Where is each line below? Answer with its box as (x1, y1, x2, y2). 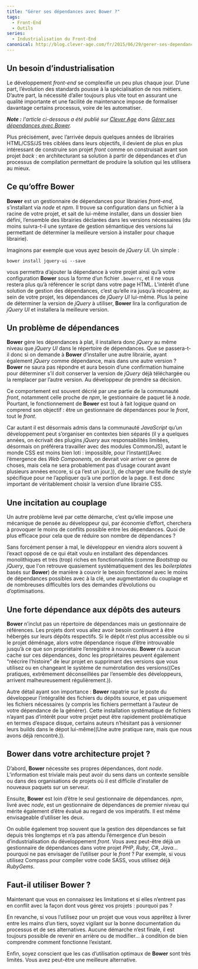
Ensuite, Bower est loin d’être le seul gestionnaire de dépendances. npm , (6, 795, 184, 802)
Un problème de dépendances (6, 323, 120, 333)
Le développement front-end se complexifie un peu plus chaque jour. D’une (6, 79, 190, 86)
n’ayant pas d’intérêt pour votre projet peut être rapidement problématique (6, 713, 187, 720)
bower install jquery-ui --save (6, 258, 86, 264)
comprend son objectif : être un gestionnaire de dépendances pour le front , (6, 407, 190, 414)
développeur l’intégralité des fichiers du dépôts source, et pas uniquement (6, 694, 187, 701)
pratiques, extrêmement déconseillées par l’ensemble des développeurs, (6, 670, 183, 677)
